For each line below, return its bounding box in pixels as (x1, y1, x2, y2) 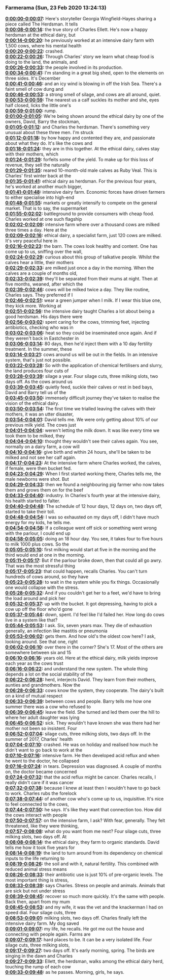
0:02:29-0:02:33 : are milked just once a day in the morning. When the (5, 265, 154, 271)
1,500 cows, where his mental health (5, 43, 82, 49)
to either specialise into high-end (5, 194, 75, 200)
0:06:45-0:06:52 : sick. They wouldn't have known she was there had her (5, 720, 161, 726)
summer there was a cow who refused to (5, 704, 91, 710)
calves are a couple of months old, (5, 270, 78, 276)
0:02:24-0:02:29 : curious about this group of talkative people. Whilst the (5, 254, 160, 260)
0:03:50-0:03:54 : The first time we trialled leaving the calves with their (5, 406, 156, 412)
